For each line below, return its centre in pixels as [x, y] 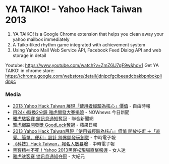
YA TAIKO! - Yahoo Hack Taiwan [74, 9]
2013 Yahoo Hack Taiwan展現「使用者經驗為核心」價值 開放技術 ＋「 [84, 131]
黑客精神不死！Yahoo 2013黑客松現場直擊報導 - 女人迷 [69, 150]
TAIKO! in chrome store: [30, 70]
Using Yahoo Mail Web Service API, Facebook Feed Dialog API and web [87, 50]
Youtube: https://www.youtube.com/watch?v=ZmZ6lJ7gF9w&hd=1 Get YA [82, 65]
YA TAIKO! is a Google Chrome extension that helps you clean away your [88, 34]
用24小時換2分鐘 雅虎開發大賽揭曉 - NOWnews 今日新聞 [71, 113]
